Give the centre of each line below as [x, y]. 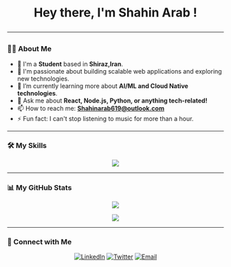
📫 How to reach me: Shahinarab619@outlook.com [91, 108]
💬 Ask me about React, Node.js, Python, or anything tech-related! [112, 100]
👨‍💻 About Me [29, 49]
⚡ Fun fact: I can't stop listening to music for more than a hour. [105, 118]
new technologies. [43, 78]
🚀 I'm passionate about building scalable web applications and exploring [119, 71]
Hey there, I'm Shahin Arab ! [115, 13]
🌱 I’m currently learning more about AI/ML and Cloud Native [103, 86]
